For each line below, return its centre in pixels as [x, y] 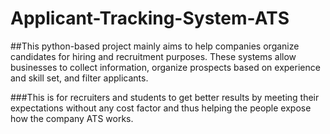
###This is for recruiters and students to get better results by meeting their [165, 97]
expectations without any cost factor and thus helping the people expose [161, 108]
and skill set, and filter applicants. [79, 78]
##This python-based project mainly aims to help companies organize [155, 46]
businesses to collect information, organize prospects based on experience [165, 67]
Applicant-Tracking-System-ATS [150, 18]
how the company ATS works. [72, 118]
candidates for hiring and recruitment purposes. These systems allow [153, 56]
